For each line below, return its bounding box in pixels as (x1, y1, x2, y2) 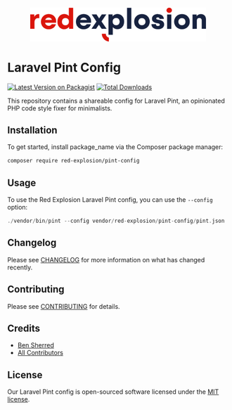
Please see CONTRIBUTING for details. (7, 302, 121, 310)
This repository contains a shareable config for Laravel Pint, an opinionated (7, 96, 225, 105)
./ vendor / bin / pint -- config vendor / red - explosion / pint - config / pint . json (7, 217, 225, 224)
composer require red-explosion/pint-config (7, 158, 140, 165)
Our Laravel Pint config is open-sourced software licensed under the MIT (7, 387, 219, 396)
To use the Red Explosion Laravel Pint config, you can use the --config (7, 196, 213, 204)
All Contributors (17, 349, 63, 357)
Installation (7, 124, 58, 136)
